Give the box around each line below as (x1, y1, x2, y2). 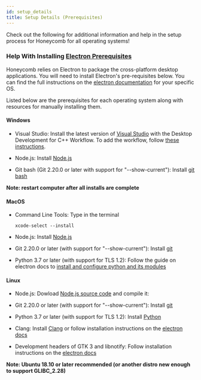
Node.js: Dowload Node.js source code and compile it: (14, 290, 150, 297)
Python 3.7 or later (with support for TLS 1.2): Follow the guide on (14, 256, 176, 264)
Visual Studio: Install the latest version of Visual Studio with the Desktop (14, 130, 193, 137)
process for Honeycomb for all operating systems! (6, 37, 130, 44)
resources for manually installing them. (6, 103, 102, 110)
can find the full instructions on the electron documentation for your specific (6, 79, 194, 86)
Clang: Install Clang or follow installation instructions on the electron (14, 325, 183, 332)
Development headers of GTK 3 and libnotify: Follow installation (14, 343, 172, 350)
